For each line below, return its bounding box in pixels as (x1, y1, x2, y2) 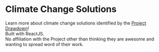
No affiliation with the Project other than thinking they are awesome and (5, 36, 154, 42)
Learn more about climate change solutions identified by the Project (5, 20, 146, 26)
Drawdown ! (5, 25, 29, 31)
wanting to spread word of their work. (5, 41, 84, 47)
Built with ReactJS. (5, 30, 44, 36)
